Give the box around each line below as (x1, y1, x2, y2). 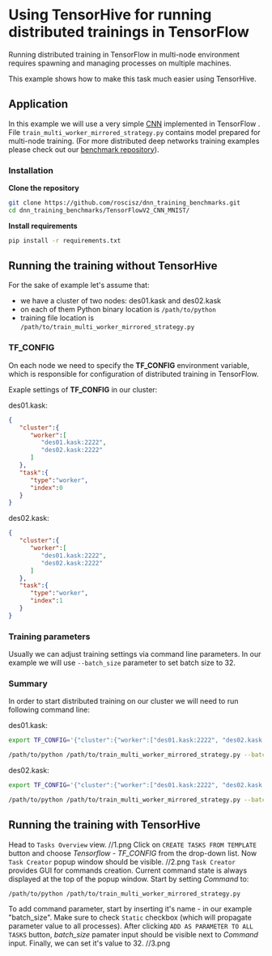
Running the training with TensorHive (8, 819, 201, 832)
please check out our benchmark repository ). (8, 144, 159, 154)
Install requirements (8, 221, 79, 231)
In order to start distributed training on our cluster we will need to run (8, 696, 239, 706)
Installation (8, 164, 54, 176)
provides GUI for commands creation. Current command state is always (8, 865, 248, 875)
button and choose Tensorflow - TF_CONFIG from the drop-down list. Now (8, 848, 257, 858)
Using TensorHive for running (8, 6, 212, 24)
